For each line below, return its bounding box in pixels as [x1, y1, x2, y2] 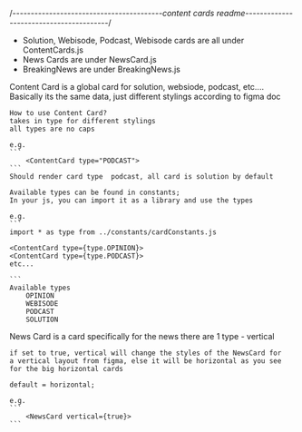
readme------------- [216, 8, 293, 18]
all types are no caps [9, 124, 95, 133]
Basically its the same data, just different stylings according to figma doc [9, 91, 281, 102]
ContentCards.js [22, 44, 84, 55]
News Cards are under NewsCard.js [22, 54, 157, 64]
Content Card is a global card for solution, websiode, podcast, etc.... [9, 82, 265, 92]
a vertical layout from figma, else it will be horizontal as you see [9, 357, 282, 366]
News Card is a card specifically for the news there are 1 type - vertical [9, 331, 275, 341]
